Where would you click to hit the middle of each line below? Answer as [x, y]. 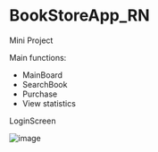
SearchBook [45, 84]
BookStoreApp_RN [79, 16]
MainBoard [42, 75]
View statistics [49, 103]
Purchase [40, 94]
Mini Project [31, 40]
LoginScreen [33, 121]
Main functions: [38, 57]
